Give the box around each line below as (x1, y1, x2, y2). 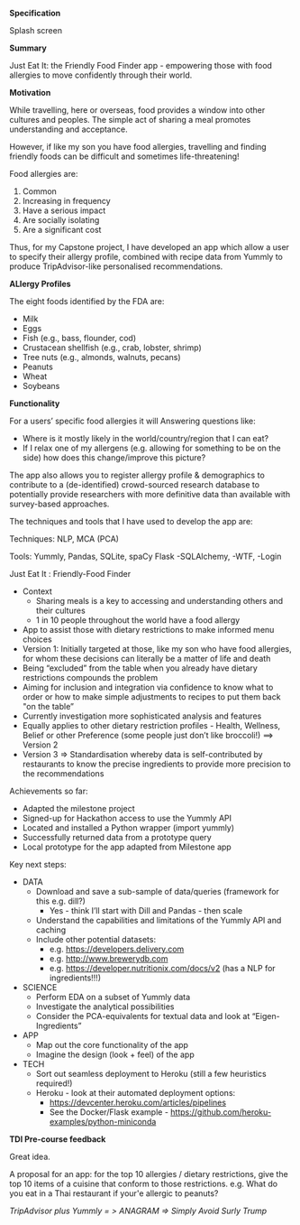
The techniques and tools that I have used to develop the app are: (9, 516, 254, 526)
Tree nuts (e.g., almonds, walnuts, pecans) (22, 352, 182, 362)
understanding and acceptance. (9, 124, 128, 135)
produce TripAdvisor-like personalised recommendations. (9, 261, 223, 272)
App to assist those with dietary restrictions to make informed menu (22, 625, 275, 635)
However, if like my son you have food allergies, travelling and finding (9, 142, 268, 152)
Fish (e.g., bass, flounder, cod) (22, 333, 137, 343)
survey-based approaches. (9, 498, 110, 509)
